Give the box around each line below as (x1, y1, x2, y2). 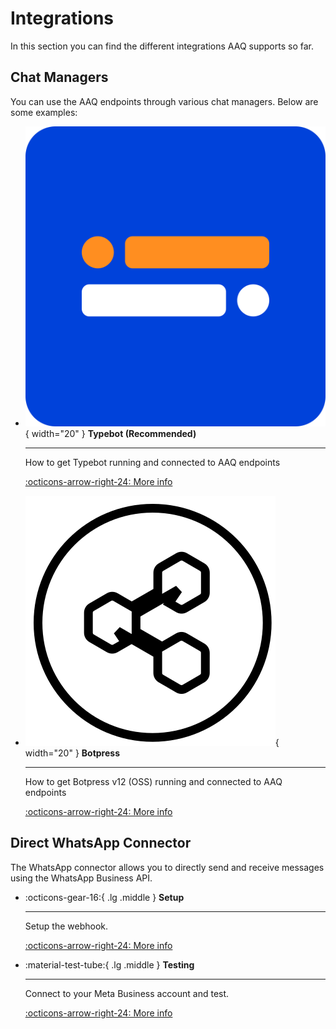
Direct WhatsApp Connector (10, 835, 192, 852)
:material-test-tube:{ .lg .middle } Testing (24, 958, 195, 971)
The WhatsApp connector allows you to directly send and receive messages (10, 861, 325, 873)
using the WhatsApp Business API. (10, 872, 153, 884)
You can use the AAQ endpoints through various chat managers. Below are (10, 95, 319, 107)
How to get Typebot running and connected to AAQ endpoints (24, 456, 281, 468)
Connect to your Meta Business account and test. (24, 987, 230, 999)
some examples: (10, 106, 78, 118)
